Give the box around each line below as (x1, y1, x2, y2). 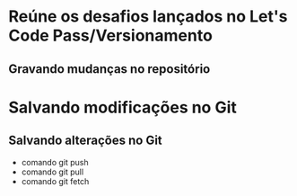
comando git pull (21, 166, 84, 177)
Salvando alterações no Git (8, 133, 162, 148)
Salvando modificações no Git (8, 97, 237, 118)
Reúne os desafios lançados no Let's (8, 6, 288, 27)
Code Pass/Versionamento (8, 25, 213, 46)
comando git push (21, 156, 89, 167)
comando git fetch (21, 175, 90, 186)
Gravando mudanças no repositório (8, 61, 211, 76)
